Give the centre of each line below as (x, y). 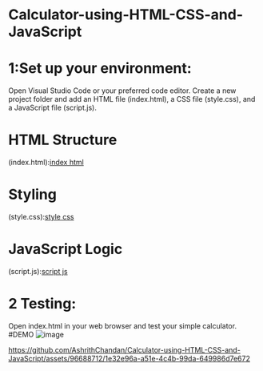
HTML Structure (63, 140)
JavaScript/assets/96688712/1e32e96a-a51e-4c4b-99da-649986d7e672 (129, 358)
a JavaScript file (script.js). (53, 108)
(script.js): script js (38, 271)
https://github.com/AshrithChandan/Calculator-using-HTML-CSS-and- (125, 349)
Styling (33, 195)
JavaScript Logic (66, 249)
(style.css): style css (41, 217)
